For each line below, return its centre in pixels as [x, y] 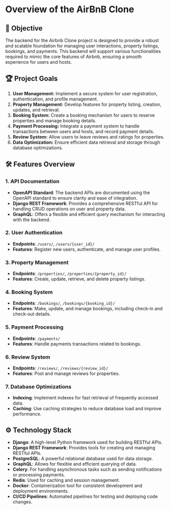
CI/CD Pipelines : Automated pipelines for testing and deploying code [85, 496]
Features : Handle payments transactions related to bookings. [77, 344]
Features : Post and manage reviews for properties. [66, 373]
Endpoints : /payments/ [36, 338]
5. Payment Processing [34, 327]
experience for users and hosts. [39, 62]
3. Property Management [37, 262]
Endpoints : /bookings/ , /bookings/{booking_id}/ [64, 303]
